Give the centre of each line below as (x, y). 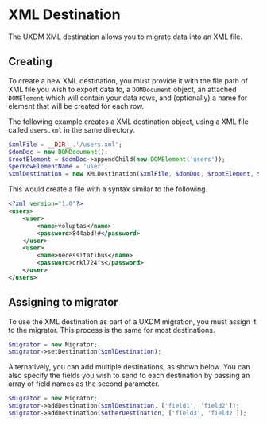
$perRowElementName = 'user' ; (58, 167)
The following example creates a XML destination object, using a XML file (128, 122)
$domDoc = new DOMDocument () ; (58, 152)
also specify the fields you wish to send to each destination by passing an (129, 376)
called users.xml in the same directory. (72, 129)
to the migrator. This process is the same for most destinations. (112, 330)
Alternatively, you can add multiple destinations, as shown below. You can (129, 367)
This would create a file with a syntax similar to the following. (108, 189)
